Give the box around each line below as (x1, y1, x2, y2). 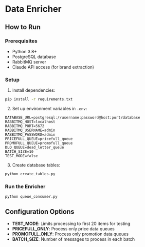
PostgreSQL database (12, 54, 56, 60)
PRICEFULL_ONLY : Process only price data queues (12, 226, 115, 231)
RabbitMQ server (12, 59, 47, 64)
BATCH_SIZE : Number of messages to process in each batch (12, 236, 135, 242)
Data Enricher (5, 3, 62, 15)
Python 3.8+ (12, 48, 37, 54)
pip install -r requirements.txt (5, 97, 73, 102)
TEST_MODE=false (5, 154, 38, 159)
